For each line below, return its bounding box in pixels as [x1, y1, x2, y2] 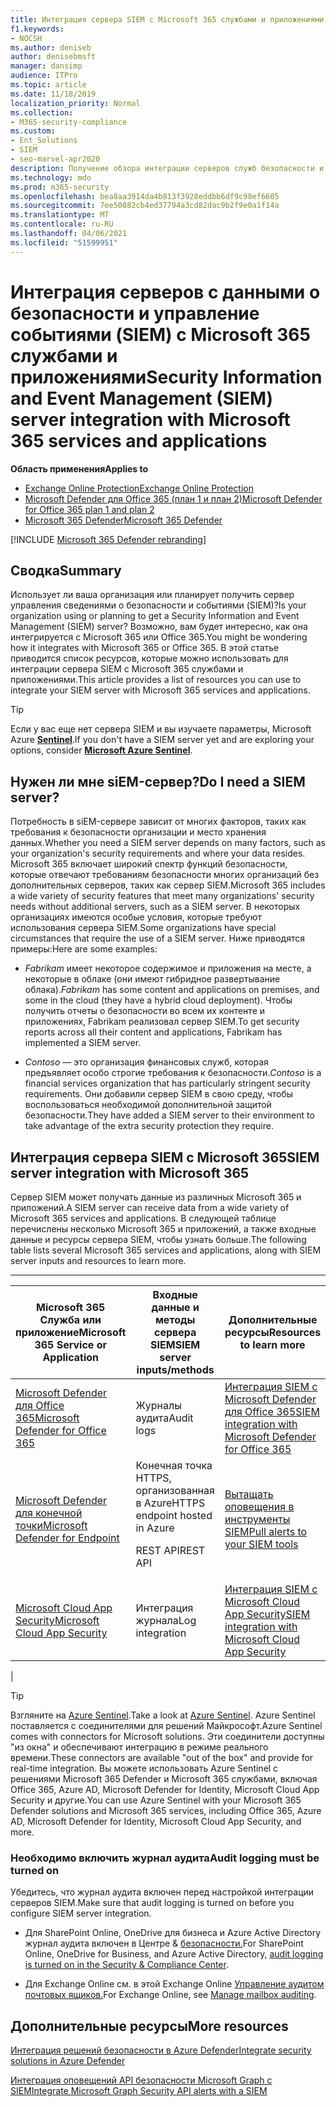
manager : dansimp [10, 61, 83, 71]
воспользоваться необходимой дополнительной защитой [24, 1099, 272, 1111]
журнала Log [135, 1614, 197, 1627]
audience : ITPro [10, 71, 78, 81]
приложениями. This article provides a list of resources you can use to [10, 674, 302, 686]
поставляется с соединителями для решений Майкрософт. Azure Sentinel [10, 1720, 323, 1731]
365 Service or [34, 1338, 108, 1351]
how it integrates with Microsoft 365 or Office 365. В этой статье [10, 642, 280, 654]
